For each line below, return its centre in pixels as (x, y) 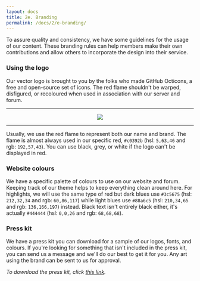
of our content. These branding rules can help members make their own (94, 46)
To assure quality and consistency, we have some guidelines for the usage (98, 40)
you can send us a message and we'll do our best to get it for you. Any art (97, 254)
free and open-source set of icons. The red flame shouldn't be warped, (94, 87)
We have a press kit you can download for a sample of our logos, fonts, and (99, 242)
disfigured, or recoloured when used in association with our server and (93, 94)
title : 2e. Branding (32, 17)
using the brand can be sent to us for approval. (64, 261)
